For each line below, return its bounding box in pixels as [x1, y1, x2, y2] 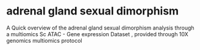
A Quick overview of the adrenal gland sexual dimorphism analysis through [6, 24, 195, 31]
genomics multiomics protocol [6, 37, 82, 44]
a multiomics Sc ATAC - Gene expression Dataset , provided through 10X [6, 30, 188, 37]
